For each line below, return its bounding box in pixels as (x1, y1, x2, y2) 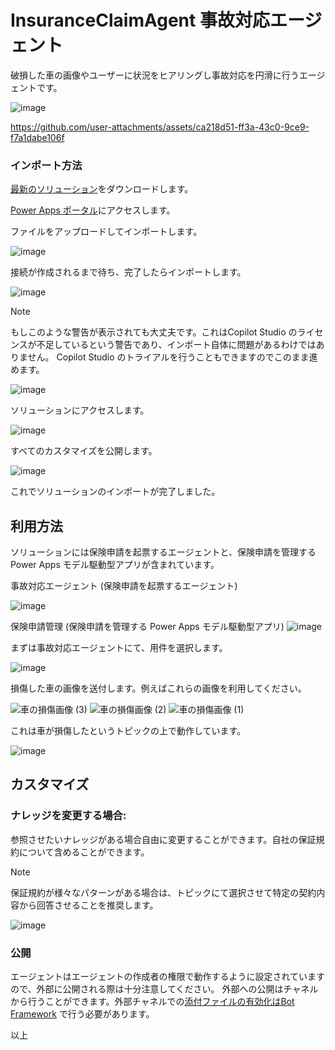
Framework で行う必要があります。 (10, 1008, 155, 1020)
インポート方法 (10, 158, 83, 172)
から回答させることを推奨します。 (18, 899, 159, 911)
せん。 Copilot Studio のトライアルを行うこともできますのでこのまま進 (27, 351, 318, 363)
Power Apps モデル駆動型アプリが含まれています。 (10, 559, 220, 571)
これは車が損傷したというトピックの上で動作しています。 (10, 725, 247, 737)
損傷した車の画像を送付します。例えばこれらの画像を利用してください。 (10, 682, 307, 695)
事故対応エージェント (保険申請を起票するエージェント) (10, 580, 238, 592)
